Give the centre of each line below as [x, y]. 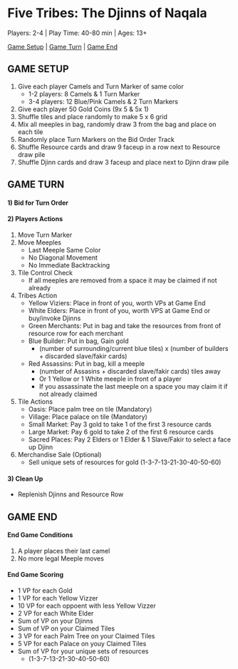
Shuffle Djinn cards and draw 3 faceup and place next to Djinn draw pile [123, 162]
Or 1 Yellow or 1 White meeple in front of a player [110, 379]
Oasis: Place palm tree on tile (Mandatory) [90, 409]
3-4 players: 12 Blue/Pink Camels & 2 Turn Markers [103, 101]
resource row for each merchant [76, 333]
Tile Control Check [45, 272]
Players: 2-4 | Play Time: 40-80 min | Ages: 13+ [77, 33]
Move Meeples [40, 242]
